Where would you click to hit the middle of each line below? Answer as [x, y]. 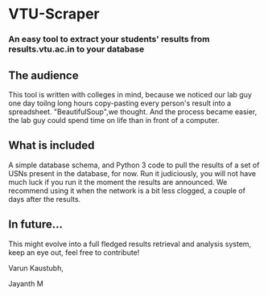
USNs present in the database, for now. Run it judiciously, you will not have [132, 173]
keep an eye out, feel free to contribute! [74, 252]
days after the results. [45, 199]
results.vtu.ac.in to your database [76, 49]
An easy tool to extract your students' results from [109, 39]
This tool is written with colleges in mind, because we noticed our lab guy [130, 94]
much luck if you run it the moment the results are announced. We [118, 182]
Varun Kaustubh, [36, 268]
